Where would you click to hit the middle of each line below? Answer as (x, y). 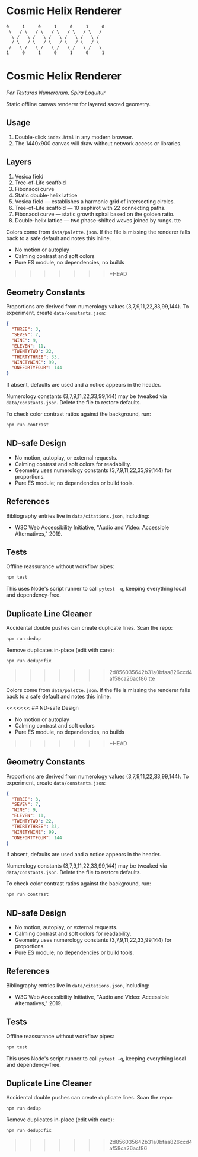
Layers (19, 162)
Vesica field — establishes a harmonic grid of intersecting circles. (95, 201)
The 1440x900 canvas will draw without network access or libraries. (98, 143)
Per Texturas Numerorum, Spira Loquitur (56, 93)
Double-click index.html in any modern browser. (74, 137)
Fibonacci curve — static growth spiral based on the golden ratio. (95, 214)
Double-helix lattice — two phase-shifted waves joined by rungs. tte (98, 220)
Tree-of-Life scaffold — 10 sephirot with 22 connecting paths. (90, 208)
